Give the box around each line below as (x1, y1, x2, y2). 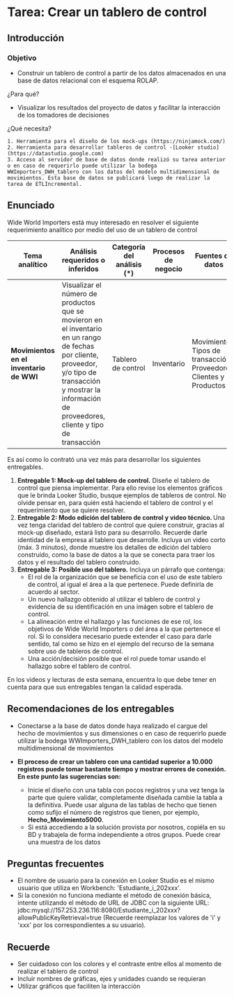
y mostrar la (61, 385, 101, 395)
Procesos (153, 246, 185, 256)
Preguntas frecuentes (7, 857, 104, 870)
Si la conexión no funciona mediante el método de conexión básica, (17, 892, 212, 900)
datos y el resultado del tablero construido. (17, 558, 141, 566)
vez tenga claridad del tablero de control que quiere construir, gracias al (17, 521, 224, 529)
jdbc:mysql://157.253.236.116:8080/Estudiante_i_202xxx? (17, 906, 181, 915)
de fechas (61, 341, 95, 351)
